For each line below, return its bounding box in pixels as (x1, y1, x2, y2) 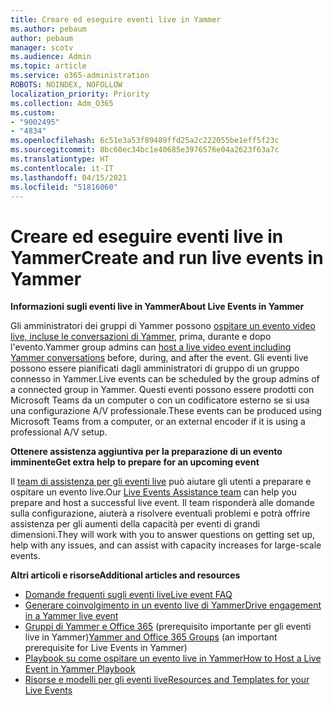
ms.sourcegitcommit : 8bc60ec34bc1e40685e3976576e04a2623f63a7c (10, 145, 280, 155)
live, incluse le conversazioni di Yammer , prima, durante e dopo (10, 331, 272, 343)
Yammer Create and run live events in (10, 246, 324, 269)
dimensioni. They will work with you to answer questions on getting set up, (10, 529, 316, 541)
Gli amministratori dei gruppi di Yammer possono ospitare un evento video (10, 320, 316, 332)
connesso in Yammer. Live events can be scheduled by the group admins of (10, 373, 320, 385)
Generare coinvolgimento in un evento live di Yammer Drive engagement (24, 599, 322, 611)
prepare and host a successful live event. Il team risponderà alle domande (10, 497, 315, 509)
